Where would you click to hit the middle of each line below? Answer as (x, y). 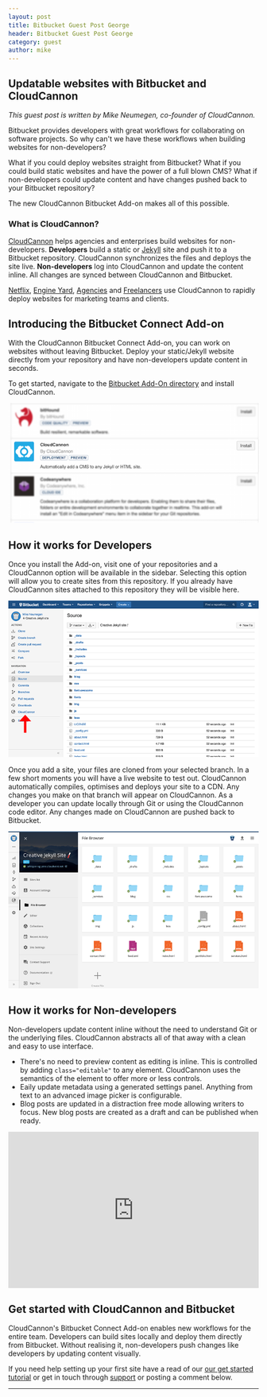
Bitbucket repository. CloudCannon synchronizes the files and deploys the (130, 258)
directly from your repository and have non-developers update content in (128, 360)
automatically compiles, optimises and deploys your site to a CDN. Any (124, 787)
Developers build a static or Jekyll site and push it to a (138, 249)
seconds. (23, 369)
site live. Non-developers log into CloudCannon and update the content (126, 267)
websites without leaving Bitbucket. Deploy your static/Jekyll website (121, 351)
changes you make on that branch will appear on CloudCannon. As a (120, 795)
